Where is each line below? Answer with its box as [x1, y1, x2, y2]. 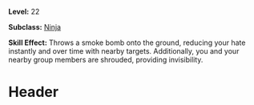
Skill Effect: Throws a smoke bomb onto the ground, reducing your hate [8, 38, 246, 47]
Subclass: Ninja [8, 22, 62, 31]
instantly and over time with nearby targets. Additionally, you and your [8, 46, 240, 55]
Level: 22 [8, 7, 40, 16]
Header [8, 83, 58, 101]
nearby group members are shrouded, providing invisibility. [8, 55, 204, 64]
